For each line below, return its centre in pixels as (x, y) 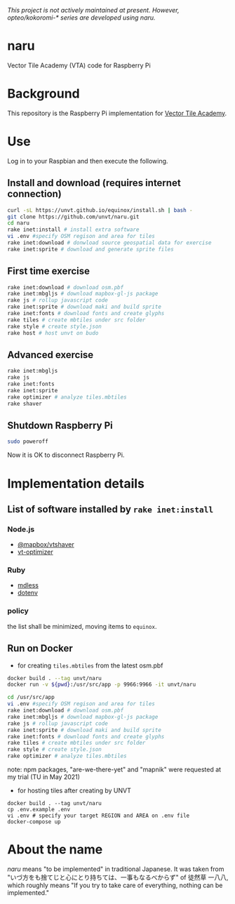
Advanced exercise (51, 355)
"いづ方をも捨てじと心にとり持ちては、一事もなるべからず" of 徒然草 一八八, (118, 877)
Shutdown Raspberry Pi (60, 426)
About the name (55, 850)
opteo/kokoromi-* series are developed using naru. (81, 18)
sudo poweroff (28, 441)
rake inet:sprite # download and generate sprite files (90, 249)
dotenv (28, 593)
